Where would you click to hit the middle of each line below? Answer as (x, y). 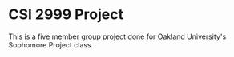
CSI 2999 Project (66, 15)
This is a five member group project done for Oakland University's (117, 36)
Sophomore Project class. (51, 44)
